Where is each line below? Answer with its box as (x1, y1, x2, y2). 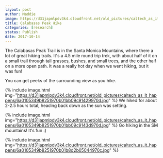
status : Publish (5, 30, 38, 35)
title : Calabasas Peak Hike (5, 20, 62, 26)
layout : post (5, 7, 32, 12)
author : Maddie (5, 12, 36, 17)
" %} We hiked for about (108, 97, 157, 103)
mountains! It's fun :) (5, 127, 47, 133)
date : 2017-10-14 (5, 35, 40, 39)
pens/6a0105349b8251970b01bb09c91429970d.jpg (5, 97, 109, 103)
